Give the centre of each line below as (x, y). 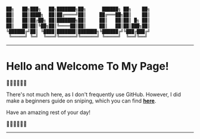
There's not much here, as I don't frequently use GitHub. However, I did (94, 95)
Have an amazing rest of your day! (48, 112)
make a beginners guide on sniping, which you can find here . (81, 101)
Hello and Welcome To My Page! (88, 67)
